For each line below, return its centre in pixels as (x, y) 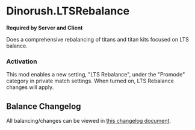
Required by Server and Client (45, 28)
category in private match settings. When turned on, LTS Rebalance (90, 81)
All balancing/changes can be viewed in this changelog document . (89, 121)
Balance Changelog (44, 106)
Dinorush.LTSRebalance (68, 11)
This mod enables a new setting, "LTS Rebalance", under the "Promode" (96, 75)
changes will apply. (30, 87)
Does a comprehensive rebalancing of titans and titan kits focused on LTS (98, 39)
